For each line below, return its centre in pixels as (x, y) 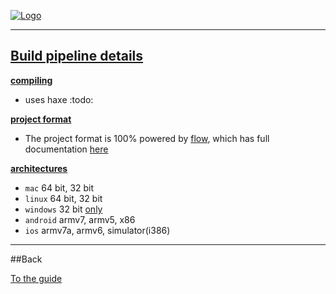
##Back (26, 259)
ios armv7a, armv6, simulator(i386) (97, 230)
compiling (31, 80)
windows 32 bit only (63, 209)
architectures (39, 168)
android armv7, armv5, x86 (80, 219)
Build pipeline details (77, 56)
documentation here (66, 149)
